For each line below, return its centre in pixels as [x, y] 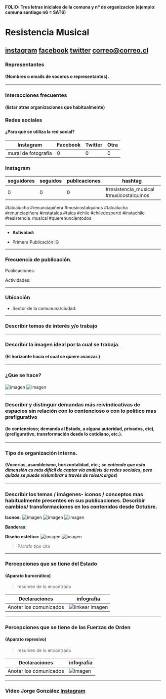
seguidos [51, 181]
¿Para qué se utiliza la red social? [40, 132]
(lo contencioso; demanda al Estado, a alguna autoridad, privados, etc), [80, 429]
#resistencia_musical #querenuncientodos [48, 218]
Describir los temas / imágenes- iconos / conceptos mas [74, 494]
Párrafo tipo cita [34, 546]
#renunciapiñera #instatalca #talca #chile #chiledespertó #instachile [75, 213]
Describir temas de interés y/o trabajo [51, 326]
